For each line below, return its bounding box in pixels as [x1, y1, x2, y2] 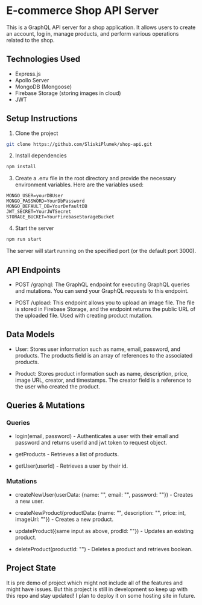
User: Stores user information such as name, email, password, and [14, 345, 181, 353]
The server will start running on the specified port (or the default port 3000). [6, 247, 197, 255]
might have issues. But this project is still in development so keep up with [6, 585, 188, 593]
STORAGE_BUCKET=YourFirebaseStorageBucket [6, 214, 115, 220]
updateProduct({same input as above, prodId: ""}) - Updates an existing [14, 527, 194, 534]
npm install [6, 164, 36, 170]
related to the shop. [6, 36, 55, 44]
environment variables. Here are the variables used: [14, 181, 144, 188]
